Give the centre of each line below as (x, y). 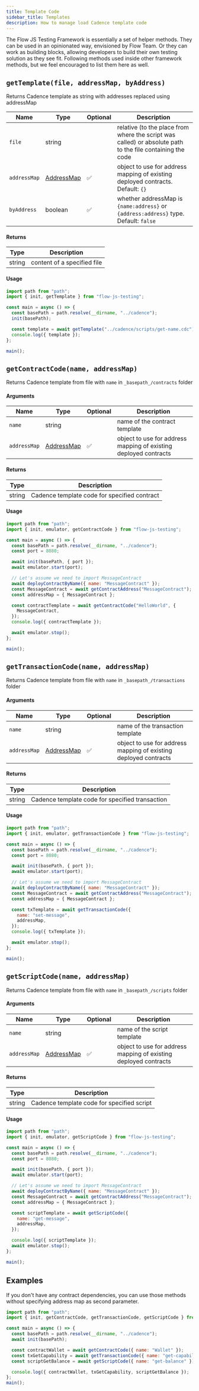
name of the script (142, 1029)
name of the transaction (150, 726)
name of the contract (146, 421)
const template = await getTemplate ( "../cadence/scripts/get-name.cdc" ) (103, 329)
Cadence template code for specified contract (95, 495)
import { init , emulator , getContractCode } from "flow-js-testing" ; (94, 529)
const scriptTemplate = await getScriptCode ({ (70, 1213)
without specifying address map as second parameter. (73, 1301)
